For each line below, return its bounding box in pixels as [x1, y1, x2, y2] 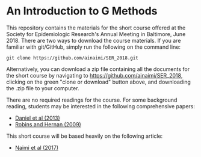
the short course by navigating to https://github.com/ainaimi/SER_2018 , [6, 72, 183, 79]
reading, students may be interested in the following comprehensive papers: [6, 102, 196, 109]
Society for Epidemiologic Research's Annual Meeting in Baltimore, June [6, 30, 186, 37]
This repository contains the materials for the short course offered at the [6, 24, 186, 31]
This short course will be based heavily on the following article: [6, 132, 163, 140]
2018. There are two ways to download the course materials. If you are [6, 37, 181, 44]
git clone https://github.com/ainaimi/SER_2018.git [6, 55, 138, 61]
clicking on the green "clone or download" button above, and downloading [6, 78, 191, 85]
